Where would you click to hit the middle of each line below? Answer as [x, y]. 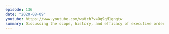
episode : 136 [19, 10]
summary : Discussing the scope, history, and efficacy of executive [78, 24]
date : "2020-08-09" [26, 14]
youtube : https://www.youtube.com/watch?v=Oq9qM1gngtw [64, 19]
